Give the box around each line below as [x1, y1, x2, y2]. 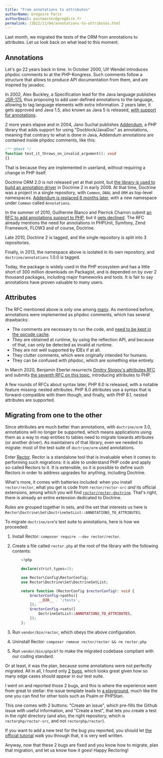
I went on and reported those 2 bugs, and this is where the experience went [5, 682, 157, 688]
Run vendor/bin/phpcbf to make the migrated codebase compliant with [12, 648, 154, 654]
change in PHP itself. [5, 169, 47, 176]
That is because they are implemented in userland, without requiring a [5, 164, 145, 170]
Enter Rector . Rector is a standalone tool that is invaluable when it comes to [5, 454, 156, 460]
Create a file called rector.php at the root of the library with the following [12, 543, 158, 549]
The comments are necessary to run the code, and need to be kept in [12, 326, 151, 332]
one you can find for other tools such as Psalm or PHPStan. [5, 693, 124, 698]
